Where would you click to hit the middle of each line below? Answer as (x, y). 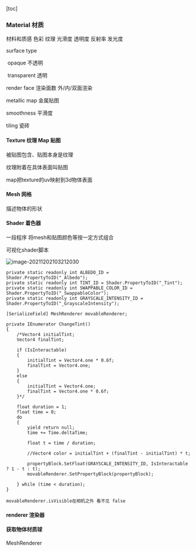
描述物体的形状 (24, 208)
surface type (21, 51)
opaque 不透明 (25, 63)
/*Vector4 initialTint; (46, 334)
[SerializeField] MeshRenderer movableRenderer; (67, 314)
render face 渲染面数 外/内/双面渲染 (49, 88)
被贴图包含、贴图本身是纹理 (40, 154)
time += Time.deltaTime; (58, 433)
